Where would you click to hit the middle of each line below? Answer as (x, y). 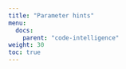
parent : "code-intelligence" (71, 38)
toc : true (25, 52)
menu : (17, 23)
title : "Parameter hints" (51, 15)
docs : (25, 30)
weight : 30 (26, 45)
